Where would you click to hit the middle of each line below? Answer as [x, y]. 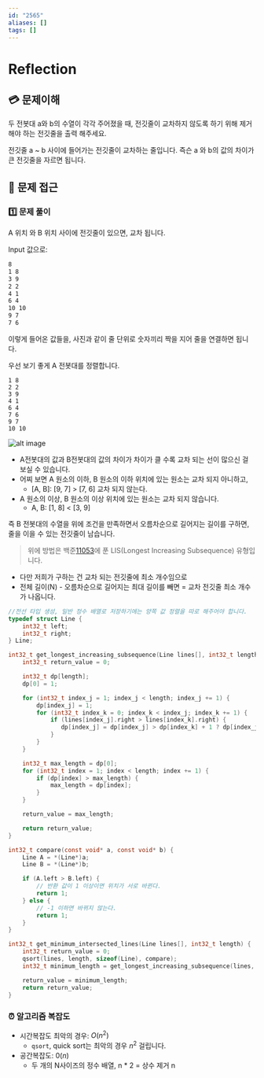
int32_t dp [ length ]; [56, 677]
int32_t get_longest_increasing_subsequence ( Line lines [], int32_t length [133, 655]
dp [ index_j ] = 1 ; [64, 705]
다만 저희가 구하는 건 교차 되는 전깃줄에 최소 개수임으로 [103, 577]
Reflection [42, 69]
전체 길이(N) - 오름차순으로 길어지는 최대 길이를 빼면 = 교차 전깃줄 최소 [128, 586]
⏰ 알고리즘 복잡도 [39, 1017]
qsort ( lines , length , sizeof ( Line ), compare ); [100, 959]
